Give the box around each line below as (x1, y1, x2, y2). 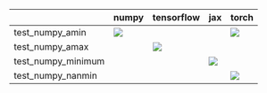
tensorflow (152, 12, 201, 23)
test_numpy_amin (13, 27, 87, 38)
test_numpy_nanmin (13, 70, 98, 81)
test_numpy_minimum (13, 55, 105, 67)
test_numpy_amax (13, 41, 89, 52)
